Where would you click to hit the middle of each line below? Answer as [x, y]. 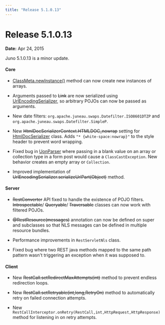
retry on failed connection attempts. [49, 298]
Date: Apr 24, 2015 [24, 48]
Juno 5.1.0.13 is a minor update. [37, 58]
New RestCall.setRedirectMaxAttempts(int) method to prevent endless [84, 277]
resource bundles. [31, 230]
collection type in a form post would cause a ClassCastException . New [85, 156]
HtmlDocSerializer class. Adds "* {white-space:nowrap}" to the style [83, 136]
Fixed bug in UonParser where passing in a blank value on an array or [84, 151]
